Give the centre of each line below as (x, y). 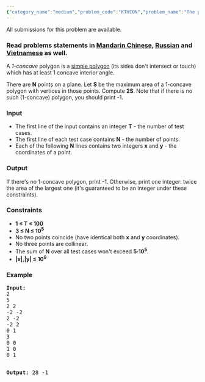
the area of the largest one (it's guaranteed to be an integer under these (97, 188)
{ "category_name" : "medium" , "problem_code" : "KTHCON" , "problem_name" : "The (101, 12)
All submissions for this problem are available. (64, 29)
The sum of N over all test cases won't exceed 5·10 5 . (82, 251)
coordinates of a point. (44, 153)
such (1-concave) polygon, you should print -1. (65, 97)
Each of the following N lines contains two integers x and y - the (96, 146)
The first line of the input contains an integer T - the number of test (99, 126)
